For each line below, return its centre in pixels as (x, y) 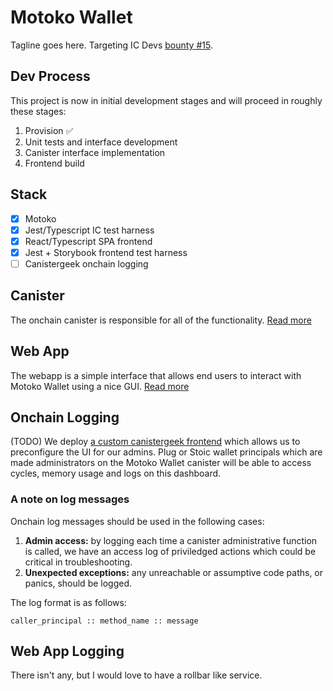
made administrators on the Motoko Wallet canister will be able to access (161, 463)
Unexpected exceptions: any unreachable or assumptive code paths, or (174, 572)
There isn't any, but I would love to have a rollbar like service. (136, 675)
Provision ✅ (49, 130)
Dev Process (50, 76)
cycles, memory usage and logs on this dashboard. (116, 473)
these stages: (38, 111)
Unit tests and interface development (101, 142)
